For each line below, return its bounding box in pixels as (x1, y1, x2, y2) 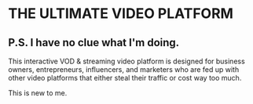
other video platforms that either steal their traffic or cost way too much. (8, 74, 242, 82)
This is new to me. (8, 88, 68, 98)
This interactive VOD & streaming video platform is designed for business (8, 56, 245, 66)
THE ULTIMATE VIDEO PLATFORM (8, 5, 234, 23)
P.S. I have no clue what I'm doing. (8, 36, 180, 49)
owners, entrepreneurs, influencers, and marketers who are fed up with (8, 65, 240, 74)
